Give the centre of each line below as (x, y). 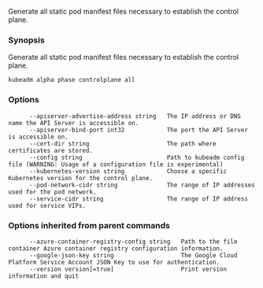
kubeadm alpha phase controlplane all (72, 80)
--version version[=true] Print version (128, 269)
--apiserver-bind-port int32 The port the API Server (138, 130)
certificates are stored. (50, 150)
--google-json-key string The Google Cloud (133, 255)
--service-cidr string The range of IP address (138, 199)
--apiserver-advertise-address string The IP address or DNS (135, 116)
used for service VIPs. (47, 205)
